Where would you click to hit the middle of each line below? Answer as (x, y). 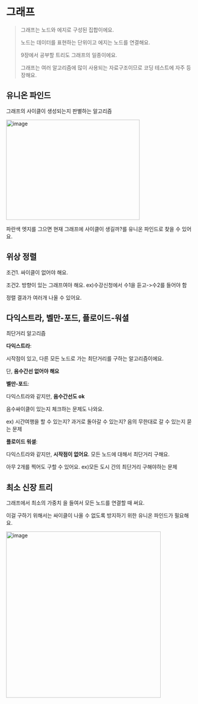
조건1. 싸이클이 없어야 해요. (37, 272)
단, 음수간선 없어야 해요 (33, 371)
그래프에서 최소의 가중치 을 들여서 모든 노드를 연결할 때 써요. (75, 503)
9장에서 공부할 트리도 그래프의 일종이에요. (69, 55)
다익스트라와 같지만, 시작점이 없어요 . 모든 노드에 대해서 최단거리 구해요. (88, 454)
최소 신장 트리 (30, 487)
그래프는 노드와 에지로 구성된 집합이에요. (67, 30)
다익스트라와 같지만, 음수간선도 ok (46, 397)
